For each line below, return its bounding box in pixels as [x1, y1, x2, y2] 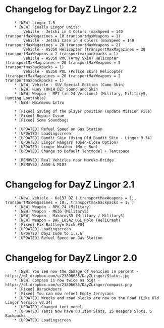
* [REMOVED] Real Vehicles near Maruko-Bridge [14, 157, 114, 162]
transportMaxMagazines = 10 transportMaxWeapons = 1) [5, 33, 121, 38]
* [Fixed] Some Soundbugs [14, 117, 69, 122]
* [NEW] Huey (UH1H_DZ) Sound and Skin [14, 87, 98, 92]
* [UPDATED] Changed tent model [14, 304, 82, 309]
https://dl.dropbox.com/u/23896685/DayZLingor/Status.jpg [5, 273, 130, 278]
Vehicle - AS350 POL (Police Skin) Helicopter [23, 69, 123, 74]
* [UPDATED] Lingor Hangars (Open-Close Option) [14, 140, 119, 145]
